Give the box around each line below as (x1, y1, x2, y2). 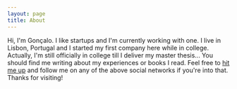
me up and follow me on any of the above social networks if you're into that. (7, 66, 229, 74)
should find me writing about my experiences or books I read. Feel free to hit (7, 58, 230, 67)
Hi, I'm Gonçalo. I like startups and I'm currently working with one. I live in (7, 36, 221, 44)
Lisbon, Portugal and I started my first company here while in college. (7, 43, 209, 52)
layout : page (7, 10, 46, 18)
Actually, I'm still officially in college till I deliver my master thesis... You (7, 50, 214, 60)
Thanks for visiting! (7, 73, 63, 81)
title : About (7, 17, 46, 24)
